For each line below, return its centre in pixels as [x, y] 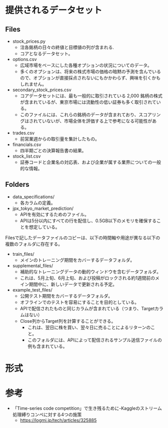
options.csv [25, 59]
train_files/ [23, 254]
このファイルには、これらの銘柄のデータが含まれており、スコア [86, 115]
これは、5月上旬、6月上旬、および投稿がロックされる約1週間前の [88, 278]
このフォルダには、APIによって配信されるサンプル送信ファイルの [95, 340]
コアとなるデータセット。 [46, 54]
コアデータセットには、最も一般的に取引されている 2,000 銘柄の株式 [91, 96]
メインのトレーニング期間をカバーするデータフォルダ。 [77, 260]
